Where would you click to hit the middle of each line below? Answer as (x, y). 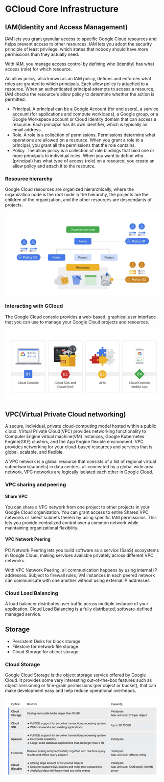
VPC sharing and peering (35, 484)
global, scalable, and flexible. (35, 452)
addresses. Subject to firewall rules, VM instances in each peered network (80, 575)
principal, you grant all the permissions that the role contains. (74, 145)
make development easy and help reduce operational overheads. (70, 690)
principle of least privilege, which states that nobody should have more (77, 49)
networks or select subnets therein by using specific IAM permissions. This (81, 518)
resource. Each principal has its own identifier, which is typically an (80, 124)
